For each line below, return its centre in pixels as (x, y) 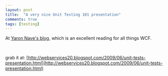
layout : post (19, 10)
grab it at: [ (17, 58)
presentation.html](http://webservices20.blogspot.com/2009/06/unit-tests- (84, 63)
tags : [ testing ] (22, 24)
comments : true (21, 19)
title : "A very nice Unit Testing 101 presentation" (63, 15)
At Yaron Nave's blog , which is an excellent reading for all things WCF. (78, 38)
